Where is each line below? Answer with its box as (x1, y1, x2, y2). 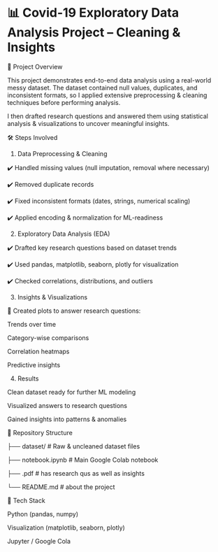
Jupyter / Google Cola (7, 537, 71, 545)
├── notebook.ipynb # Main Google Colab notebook (7, 455, 159, 464)
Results (17, 374, 39, 383)
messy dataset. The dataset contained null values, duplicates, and (7, 83, 198, 92)
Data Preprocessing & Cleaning (17, 149, 108, 157)
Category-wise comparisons (7, 333, 89, 342)
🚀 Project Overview (7, 62, 63, 71)
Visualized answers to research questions (7, 401, 128, 409)
